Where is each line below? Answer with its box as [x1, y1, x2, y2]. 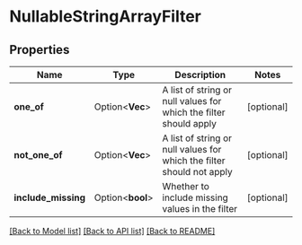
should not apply [162, 166, 234, 178]
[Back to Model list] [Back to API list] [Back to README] [9, 226, 216, 236]
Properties [9, 42, 70, 57]
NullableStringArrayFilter [9, 6, 202, 27]
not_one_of [13, 149, 63, 161]
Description [174, 69, 226, 81]
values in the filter [162, 203, 238, 214]
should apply [162, 118, 218, 129]
